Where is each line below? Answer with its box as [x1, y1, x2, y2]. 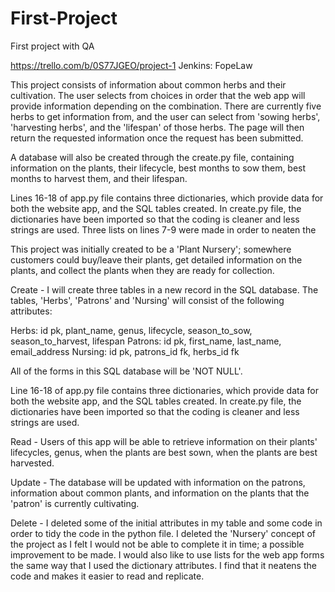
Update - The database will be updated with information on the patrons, [10, 476, 306, 488]
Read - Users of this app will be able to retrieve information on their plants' [10, 435, 318, 447]
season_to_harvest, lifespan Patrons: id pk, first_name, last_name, [10, 335, 282, 347]
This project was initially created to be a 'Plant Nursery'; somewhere [10, 243, 292, 255]
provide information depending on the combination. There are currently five [10, 100, 322, 112]
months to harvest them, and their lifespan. [10, 172, 188, 184]
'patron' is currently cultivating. [10, 497, 140, 509]
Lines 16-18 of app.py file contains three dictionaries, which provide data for [10, 192, 324, 204]
